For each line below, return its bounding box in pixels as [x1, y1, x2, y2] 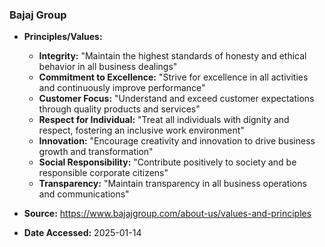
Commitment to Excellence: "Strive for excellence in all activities [38, 71, 309, 83]
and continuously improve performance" [38, 82, 206, 94]
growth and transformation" [38, 146, 154, 158]
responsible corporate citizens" [38, 167, 169, 179]
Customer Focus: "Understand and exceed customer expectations [38, 93, 315, 105]
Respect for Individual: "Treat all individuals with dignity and [38, 114, 290, 126]
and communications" [38, 188, 130, 200]
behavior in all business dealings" [38, 61, 178, 73]
